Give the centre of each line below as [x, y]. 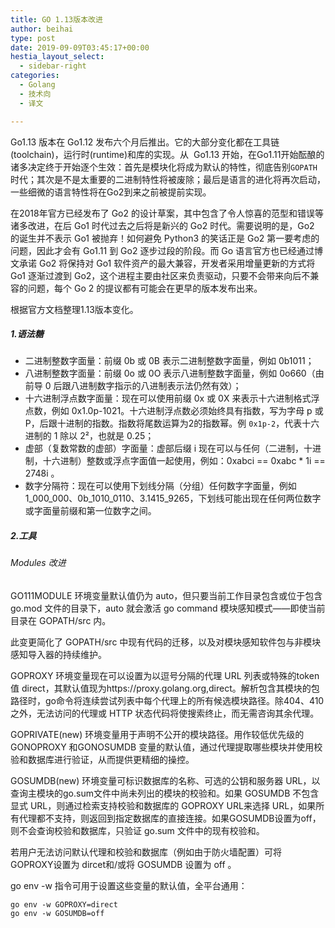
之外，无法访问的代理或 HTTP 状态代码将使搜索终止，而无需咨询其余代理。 [165, 713]
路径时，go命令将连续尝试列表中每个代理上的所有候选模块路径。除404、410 [167, 701]
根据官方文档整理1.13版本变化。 [74, 309]
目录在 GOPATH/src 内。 [61, 621]
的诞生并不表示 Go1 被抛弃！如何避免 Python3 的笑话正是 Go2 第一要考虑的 [165, 238]
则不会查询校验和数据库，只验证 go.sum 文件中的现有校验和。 [137, 831]
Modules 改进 [38, 563]
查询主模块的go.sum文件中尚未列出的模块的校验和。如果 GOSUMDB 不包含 [165, 793]
